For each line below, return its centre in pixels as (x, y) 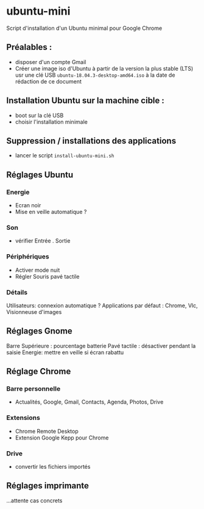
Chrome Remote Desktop (47, 431)
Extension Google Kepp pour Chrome (62, 438)
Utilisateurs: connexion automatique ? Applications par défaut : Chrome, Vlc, (102, 305)
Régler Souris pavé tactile (47, 276)
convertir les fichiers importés (53, 467)
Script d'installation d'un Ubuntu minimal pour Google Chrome (84, 28)
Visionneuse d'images (34, 311)
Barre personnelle (33, 389)
